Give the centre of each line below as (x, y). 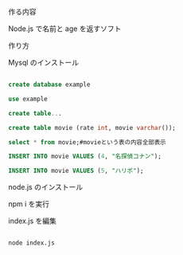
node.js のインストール (46, 187)
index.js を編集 (33, 221)
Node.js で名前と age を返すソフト (65, 29)
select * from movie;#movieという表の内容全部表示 (87, 142)
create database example (49, 84)
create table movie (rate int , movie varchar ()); (92, 127)
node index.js (32, 243)
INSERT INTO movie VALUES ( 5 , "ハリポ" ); (76, 171)
